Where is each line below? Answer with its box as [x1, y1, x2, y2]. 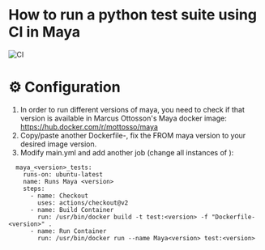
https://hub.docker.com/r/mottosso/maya [19, 121, 158, 131]
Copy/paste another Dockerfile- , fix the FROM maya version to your [19, 130, 246, 140]
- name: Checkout [29, 192, 89, 200]
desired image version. [19, 139, 97, 149]
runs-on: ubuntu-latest [23, 170, 104, 179]
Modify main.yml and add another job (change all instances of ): [19, 147, 234, 157]
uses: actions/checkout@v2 [37, 198, 129, 207]
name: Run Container [37, 227, 107, 235]
